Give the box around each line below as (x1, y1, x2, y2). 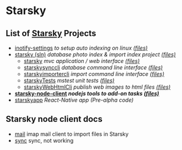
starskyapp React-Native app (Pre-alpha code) (14, 96, 134, 103)
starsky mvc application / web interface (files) (23, 58, 140, 64)
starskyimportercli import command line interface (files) (23, 70, 165, 77)
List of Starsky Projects (5, 28, 96, 39)
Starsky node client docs (5, 114, 103, 124)
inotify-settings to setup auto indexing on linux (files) (14, 44, 148, 51)
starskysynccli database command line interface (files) (23, 64, 163, 71)
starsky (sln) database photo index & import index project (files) (14, 51, 176, 58)
